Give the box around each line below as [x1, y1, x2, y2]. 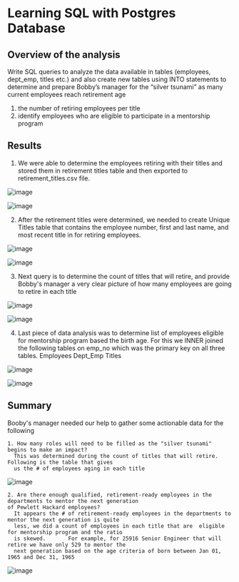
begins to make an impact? [7, 446, 88, 454]
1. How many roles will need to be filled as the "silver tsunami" [7, 440, 213, 447]
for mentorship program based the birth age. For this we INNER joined [17, 336, 223, 344]
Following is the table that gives [7, 459, 113, 466]
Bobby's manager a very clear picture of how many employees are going [17, 280, 232, 288]
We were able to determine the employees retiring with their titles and [17, 158, 223, 167]
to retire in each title [17, 287, 77, 295]
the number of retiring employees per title [17, 104, 141, 112]
